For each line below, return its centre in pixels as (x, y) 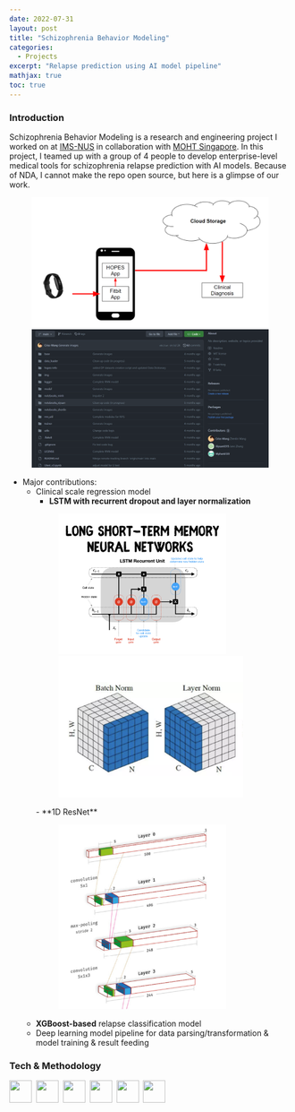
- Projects (38, 57)
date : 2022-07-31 (42, 19)
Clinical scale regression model (93, 491)
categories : (31, 47)
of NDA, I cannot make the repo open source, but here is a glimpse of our (144, 176)
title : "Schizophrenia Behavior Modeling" (89, 38)
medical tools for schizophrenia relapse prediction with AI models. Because (148, 166)
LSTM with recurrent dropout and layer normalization (150, 501)
